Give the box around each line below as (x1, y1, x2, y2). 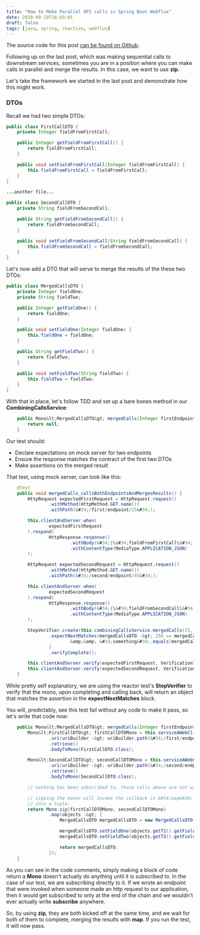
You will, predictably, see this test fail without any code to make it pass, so (6, 706, 189, 713)
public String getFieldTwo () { (17, 349, 95, 355)
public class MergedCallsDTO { (6, 283, 84, 289)
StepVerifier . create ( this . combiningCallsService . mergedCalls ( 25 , (27, 628, 193, 634)
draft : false (6, 20, 39, 26)
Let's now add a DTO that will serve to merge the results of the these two (6, 266, 186, 273)
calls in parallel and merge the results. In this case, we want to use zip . (6, 66, 180, 73)
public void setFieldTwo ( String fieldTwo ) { (17, 370, 129, 376)
